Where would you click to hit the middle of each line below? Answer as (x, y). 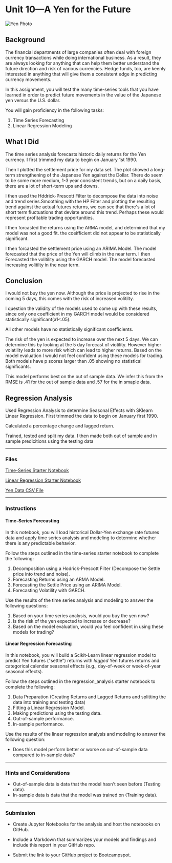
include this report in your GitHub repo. (54, 845)
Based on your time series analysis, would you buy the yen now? (81, 615)
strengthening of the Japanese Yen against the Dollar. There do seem (89, 175)
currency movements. (28, 79)
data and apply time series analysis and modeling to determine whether (81, 538)
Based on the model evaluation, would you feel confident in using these (88, 626)
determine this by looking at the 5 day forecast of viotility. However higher (83, 345)
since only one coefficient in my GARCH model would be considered (77, 314)
